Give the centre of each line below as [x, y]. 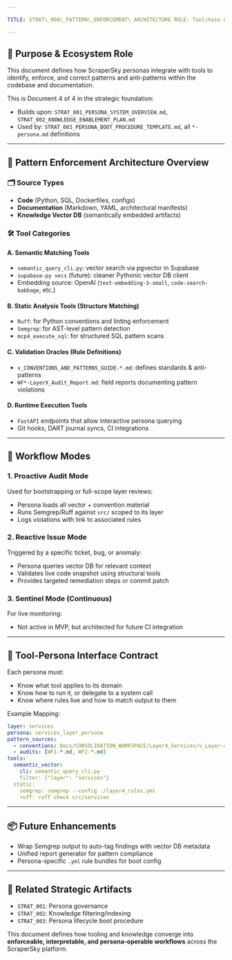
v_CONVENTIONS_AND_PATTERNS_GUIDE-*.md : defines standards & [105, 367]
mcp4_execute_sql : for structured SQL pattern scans [90, 336]
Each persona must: [36, 672]
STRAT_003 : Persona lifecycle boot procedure [80, 921]
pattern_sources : [32, 739]
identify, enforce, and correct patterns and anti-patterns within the [101, 78]
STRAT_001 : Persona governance [62, 906]
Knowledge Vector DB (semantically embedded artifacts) [99, 215]
